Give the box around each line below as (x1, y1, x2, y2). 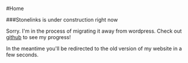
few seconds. (6, 51, 39, 58)
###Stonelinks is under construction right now (6, 16, 118, 23)
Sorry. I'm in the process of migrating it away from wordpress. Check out (6, 27, 182, 34)
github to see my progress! (6, 34, 71, 40)
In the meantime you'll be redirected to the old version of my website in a (6, 45, 182, 52)
